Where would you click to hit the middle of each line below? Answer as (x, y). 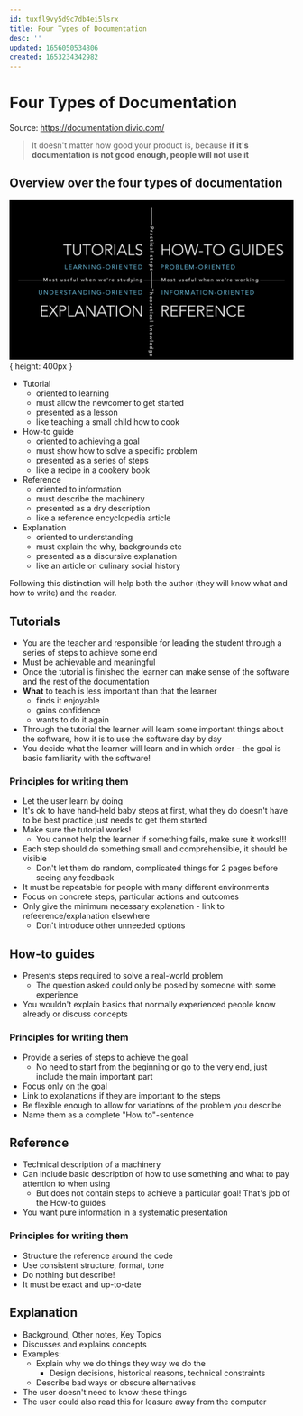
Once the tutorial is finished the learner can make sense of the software (156, 672)
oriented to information (78, 489)
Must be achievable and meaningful (89, 662)
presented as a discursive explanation (106, 556)
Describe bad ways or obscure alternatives (116, 1382)
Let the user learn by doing (73, 801)
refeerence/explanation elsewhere (86, 916)
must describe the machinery (91, 499)
